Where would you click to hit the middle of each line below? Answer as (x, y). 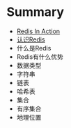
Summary (35, 12)
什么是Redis (34, 48)
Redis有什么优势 (40, 57)
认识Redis (31, 39)
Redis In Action (38, 31)
